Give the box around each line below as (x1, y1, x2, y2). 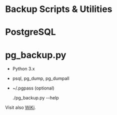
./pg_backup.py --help (12, 95, 59, 101)
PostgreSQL (5, 26, 56, 38)
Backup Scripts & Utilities (5, 3, 112, 15)
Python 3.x (12, 66, 35, 72)
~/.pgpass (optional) (12, 85, 54, 91)
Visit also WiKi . (5, 104, 36, 110)
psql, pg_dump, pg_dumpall (12, 75, 69, 81)
